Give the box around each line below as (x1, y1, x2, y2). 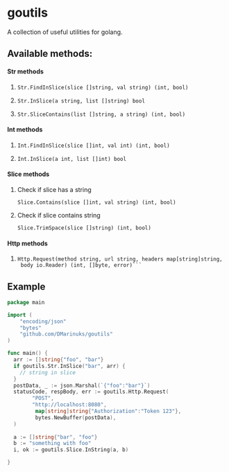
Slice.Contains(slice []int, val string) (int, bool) (17, 199, 176, 206)
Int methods (7, 125, 43, 134)
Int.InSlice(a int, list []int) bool (17, 155, 127, 162)
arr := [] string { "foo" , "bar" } (13, 356, 104, 363)
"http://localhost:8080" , (32, 401, 108, 408)
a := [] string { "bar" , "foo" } (13, 433, 98, 441)
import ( (7, 311, 33, 318)
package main (7, 299, 45, 306)
